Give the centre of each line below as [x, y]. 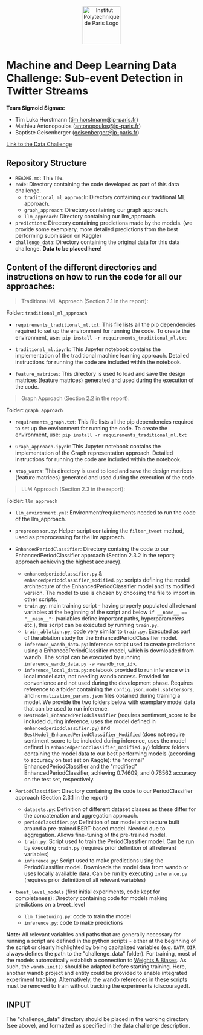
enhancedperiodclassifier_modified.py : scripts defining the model [107, 580]
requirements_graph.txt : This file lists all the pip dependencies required [105, 422]
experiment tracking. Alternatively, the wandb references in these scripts [97, 979]
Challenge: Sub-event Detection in [95, 78]
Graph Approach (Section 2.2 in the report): [75, 398]
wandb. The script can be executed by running [82, 657]
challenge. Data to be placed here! [59, 248]
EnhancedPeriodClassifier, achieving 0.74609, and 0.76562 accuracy [110, 773]
